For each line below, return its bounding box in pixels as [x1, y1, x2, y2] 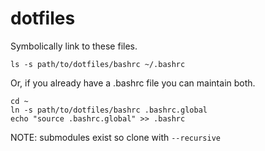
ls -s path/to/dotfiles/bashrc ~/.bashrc [10, 59, 186, 69]
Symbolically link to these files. [10, 40, 138, 52]
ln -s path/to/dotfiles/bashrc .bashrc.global [10, 105, 208, 115]
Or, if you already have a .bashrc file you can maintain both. [10, 77, 256, 89]
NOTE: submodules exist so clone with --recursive [10, 131, 221, 143]
